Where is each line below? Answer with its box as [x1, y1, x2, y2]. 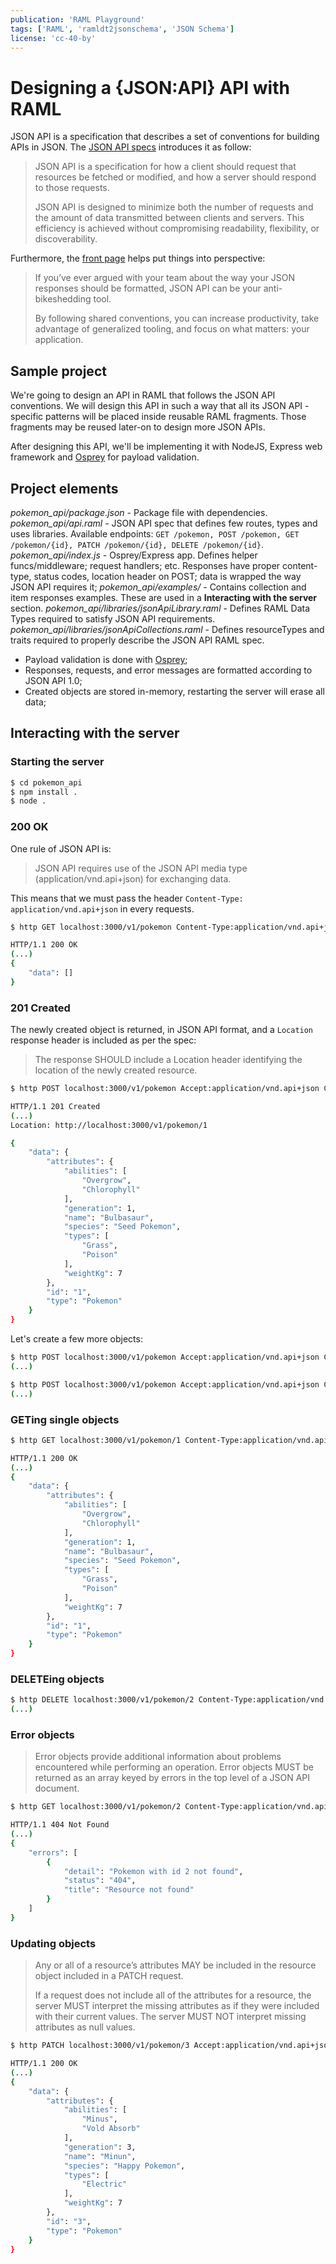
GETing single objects [10, 1412, 120, 1426]
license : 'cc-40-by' [10, 33, 97, 43]
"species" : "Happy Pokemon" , [63, 2161, 186, 2171]
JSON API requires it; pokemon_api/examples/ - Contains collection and [10, 581, 307, 593]
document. [34, 1782, 80, 1795]
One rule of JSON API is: [10, 842, 112, 855]
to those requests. [34, 182, 110, 194]
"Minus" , [81, 2114, 118, 2125]
